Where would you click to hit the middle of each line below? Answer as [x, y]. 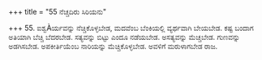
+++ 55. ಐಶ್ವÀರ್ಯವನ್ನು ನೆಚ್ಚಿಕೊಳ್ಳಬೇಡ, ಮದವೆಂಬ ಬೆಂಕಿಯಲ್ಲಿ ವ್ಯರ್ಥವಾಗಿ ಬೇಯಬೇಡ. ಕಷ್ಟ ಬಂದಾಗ [131, 28]
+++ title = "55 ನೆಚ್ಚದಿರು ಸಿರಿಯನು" [58, 12]
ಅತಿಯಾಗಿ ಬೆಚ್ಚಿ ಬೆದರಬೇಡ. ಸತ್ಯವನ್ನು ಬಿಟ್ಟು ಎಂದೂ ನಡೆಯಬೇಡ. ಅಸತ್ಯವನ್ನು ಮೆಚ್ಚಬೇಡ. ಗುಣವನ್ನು [125, 37]
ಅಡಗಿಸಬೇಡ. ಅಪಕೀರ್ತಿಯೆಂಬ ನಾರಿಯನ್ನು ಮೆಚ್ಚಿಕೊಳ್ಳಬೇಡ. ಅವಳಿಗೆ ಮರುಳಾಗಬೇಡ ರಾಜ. [113, 46]
